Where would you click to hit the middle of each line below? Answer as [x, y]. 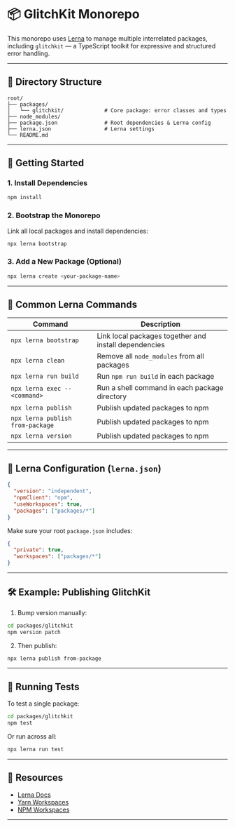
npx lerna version [41, 436]
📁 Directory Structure [55, 82]
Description [161, 324]
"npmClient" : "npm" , [43, 498]
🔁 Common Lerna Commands [72, 305]
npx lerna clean [38, 361]
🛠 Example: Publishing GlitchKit [79, 592]
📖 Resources [35, 778]
